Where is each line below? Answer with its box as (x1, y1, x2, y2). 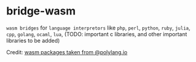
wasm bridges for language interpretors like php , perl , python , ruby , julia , (6, 24, 191, 31)
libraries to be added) (6, 37, 60, 44)
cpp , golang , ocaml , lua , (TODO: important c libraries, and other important (6, 30, 188, 37)
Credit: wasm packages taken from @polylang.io (6, 48, 128, 55)
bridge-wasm (6, 4, 76, 18)
